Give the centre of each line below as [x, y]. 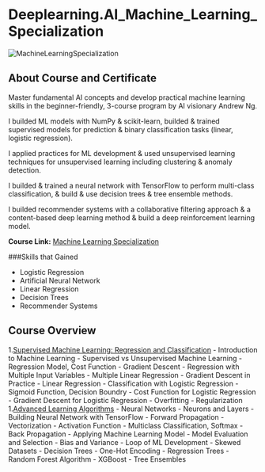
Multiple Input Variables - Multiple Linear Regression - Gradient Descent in [129, 375]
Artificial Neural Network [60, 280]
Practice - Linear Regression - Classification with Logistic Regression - [123, 383]
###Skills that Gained [43, 257]
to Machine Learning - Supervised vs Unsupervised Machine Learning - [125, 358]
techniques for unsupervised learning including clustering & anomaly [120, 162]
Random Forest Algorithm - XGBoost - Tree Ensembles [97, 459]
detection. [25, 170]
